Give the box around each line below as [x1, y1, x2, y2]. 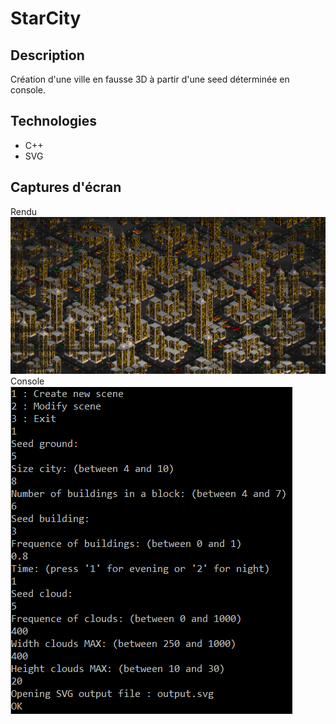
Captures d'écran [10, 179, 122, 196]
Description [10, 47, 85, 64]
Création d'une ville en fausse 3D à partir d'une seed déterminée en [10, 73, 290, 85]
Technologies [10, 113, 98, 130]
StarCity [10, 7, 82, 30]
